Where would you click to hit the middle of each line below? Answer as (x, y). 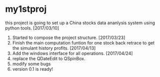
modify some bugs (32, 64)
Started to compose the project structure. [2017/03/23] (69, 38)
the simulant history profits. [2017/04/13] (54, 48)
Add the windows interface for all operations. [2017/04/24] (73, 53)
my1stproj (26, 9)
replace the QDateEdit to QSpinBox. (49, 58)
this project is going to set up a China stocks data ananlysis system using (80, 23)
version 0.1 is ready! (33, 69)
